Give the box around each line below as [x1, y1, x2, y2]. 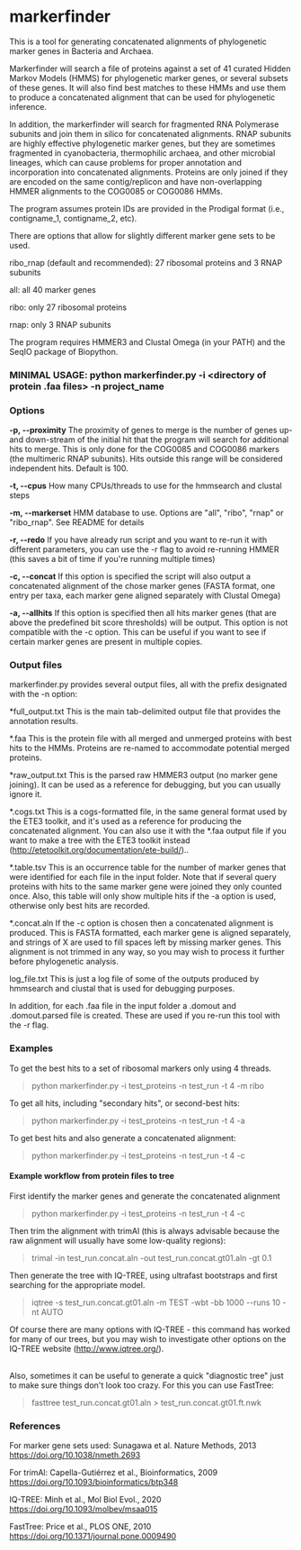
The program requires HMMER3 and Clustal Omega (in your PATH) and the [9, 336, 286, 348]
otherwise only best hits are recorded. [9, 901, 151, 911]
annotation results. [9, 716, 79, 727]
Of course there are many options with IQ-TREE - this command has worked [9, 1324, 290, 1335]
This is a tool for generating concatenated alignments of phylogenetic [9, 36, 268, 47]
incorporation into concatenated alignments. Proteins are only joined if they [9, 167, 288, 177]
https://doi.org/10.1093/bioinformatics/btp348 [9, 1477, 179, 1488]
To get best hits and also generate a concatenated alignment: [9, 1132, 236, 1143]
